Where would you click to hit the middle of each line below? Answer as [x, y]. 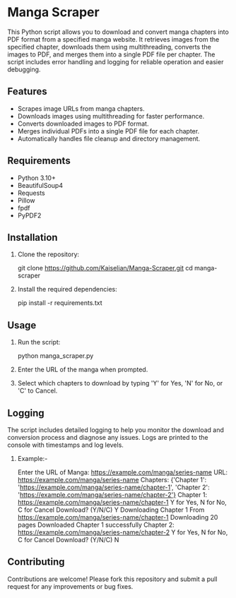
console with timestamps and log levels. [65, 445]
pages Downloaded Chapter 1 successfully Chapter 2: [96, 525]
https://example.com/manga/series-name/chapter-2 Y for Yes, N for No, [123, 532]
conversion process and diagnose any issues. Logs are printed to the [108, 437]
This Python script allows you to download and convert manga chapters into [118, 32]
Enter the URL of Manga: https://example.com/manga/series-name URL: [123, 472]
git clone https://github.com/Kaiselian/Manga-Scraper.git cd [105, 268]
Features [27, 91]
